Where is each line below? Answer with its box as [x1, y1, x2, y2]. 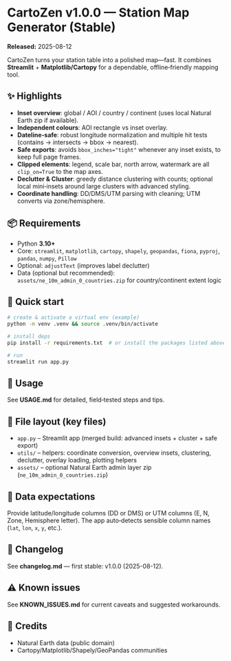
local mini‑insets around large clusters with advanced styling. [16, 181, 191, 190]
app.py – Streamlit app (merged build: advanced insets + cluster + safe [16, 434, 218, 442]
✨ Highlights [7, 90, 62, 102]
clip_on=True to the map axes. [16, 167, 103, 175]
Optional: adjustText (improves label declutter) [16, 261, 150, 270]
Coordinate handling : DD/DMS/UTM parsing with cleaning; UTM [16, 189, 201, 197]
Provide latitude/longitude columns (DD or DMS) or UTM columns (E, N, [7, 509, 210, 517]
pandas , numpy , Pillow [16, 254, 77, 262]
